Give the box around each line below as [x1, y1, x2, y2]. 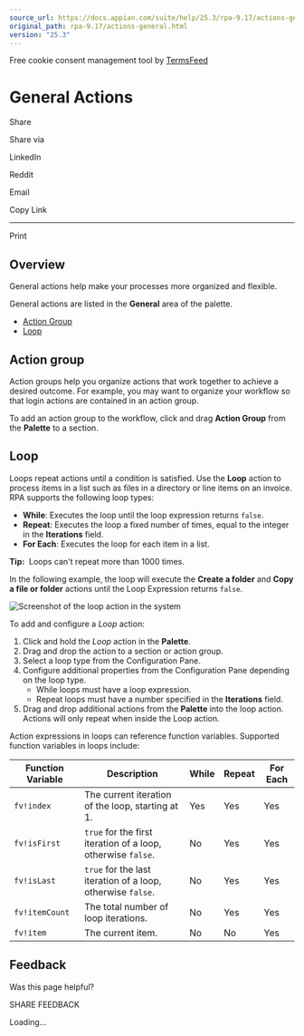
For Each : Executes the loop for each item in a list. [22, 538, 210, 549]
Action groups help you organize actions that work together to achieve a [9, 375, 279, 386]
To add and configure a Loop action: [9, 618, 145, 629]
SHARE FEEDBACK [9, 999, 80, 1010]
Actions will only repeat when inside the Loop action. [22, 712, 220, 723]
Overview [9, 257, 66, 272]
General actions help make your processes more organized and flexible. [9, 281, 278, 292]
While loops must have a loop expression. [35, 683, 192, 694]
